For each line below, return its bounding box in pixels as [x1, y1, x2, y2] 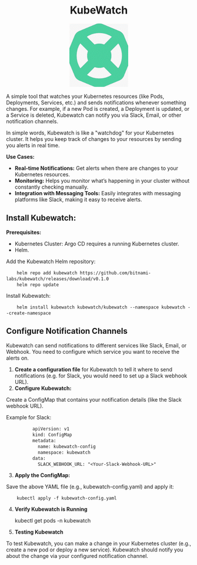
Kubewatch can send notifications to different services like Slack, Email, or [6, 341, 187, 349]
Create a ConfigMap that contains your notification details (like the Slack [6, 396, 182, 403]
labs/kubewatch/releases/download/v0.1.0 [6, 275, 109, 282]
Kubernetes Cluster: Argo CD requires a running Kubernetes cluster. [14, 240, 179, 247]
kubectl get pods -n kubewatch [14, 517, 91, 524]
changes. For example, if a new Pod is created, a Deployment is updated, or [6, 105, 190, 112]
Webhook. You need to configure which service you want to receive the [6, 348, 179, 355]
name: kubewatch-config [37, 444, 96, 449]
